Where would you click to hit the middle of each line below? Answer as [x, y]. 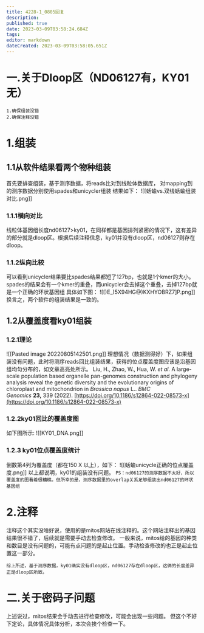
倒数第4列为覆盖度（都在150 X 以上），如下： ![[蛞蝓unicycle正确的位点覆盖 [100, 465]
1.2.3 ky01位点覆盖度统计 [43, 451]
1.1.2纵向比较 [25, 263]
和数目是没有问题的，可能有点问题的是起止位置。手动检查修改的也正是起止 [99, 545]
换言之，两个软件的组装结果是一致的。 [54, 300]
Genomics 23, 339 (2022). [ [42, 395]
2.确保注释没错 [23, 117]
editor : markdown [28, 40]
